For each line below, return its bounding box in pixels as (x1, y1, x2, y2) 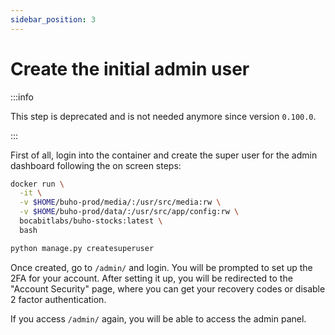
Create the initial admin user (10, 57, 250, 80)
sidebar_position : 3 (10, 14, 97, 25)
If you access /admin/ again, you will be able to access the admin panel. (10, 312, 307, 325)
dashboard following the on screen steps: (10, 159, 182, 171)
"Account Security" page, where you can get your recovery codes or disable (10, 282, 326, 295)
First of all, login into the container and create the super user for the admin (10, 149, 318, 161)
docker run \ (10, 179, 65, 189)
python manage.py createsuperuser (10, 243, 155, 253)
